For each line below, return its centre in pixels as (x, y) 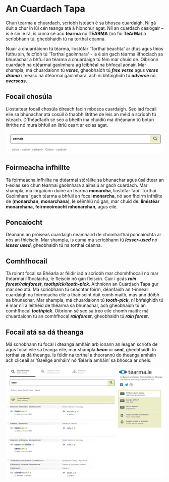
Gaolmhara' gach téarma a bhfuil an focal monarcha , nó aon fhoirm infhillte (84, 196)
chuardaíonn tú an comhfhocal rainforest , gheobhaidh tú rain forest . (77, 316)
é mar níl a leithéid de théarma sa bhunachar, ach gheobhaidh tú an (76, 305)
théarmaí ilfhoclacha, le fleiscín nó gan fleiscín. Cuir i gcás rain (71, 279)
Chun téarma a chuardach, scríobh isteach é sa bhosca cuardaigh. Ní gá (81, 23)
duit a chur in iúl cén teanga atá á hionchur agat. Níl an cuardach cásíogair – (84, 28)
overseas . (16, 81)
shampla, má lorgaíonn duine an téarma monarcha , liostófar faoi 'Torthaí (81, 190)
